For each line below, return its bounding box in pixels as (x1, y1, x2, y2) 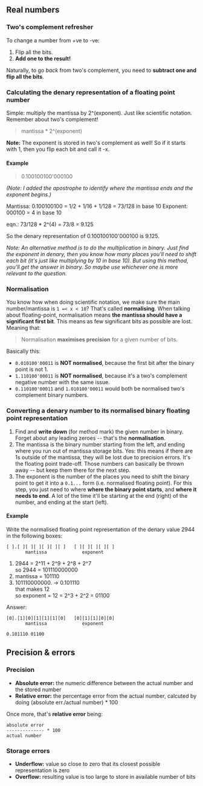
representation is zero (14, 767, 70, 774)
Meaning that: (6, 324, 41, 332)
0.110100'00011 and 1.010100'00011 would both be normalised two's (14, 385, 185, 392)
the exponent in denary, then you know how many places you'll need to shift (6, 251, 196, 258)
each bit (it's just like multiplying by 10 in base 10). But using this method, (6, 257, 188, 265)
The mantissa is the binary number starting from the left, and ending (14, 440, 185, 448)
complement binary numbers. (14, 391, 89, 399)
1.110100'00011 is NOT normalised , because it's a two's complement (14, 372, 187, 379)
